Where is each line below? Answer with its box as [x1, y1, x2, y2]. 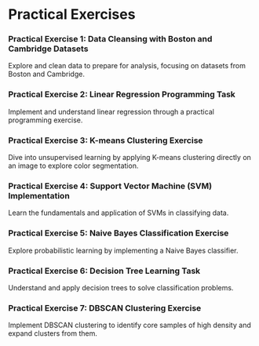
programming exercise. [8, 115, 83, 125]
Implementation [8, 191, 71, 201]
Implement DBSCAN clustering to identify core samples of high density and [8, 320, 251, 330]
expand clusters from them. [8, 329, 98, 338]
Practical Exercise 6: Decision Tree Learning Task [8, 265, 201, 276]
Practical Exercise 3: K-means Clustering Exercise [8, 135, 203, 146]
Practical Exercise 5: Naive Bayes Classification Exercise [8, 228, 229, 239]
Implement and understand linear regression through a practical [8, 107, 214, 116]
